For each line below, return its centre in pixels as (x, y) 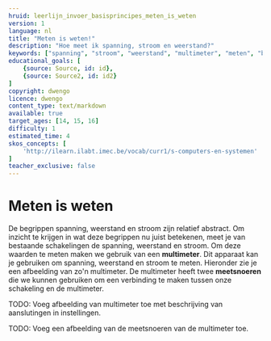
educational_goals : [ (45, 61)
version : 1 (27, 23)
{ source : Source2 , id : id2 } (70, 76)
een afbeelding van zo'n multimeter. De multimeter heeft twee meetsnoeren (135, 272)
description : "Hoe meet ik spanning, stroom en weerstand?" (112, 46)
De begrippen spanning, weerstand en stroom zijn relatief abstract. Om (126, 229)
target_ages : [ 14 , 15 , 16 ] (54, 121)
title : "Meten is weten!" (52, 38)
